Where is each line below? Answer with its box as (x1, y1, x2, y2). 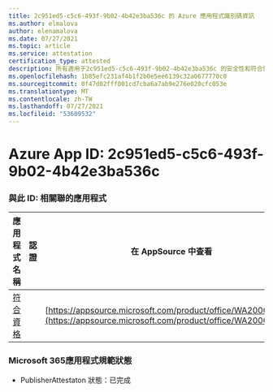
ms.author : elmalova (8, 19, 79, 28)
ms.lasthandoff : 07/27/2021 (8, 102, 104, 110)
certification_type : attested (8, 58, 111, 66)
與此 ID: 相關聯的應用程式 (8, 192, 107, 204)
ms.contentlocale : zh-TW (8, 95, 93, 103)
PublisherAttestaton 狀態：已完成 (19, 375, 132, 385)
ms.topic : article (8, 42, 71, 50)
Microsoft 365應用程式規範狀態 (8, 355, 132, 366)
